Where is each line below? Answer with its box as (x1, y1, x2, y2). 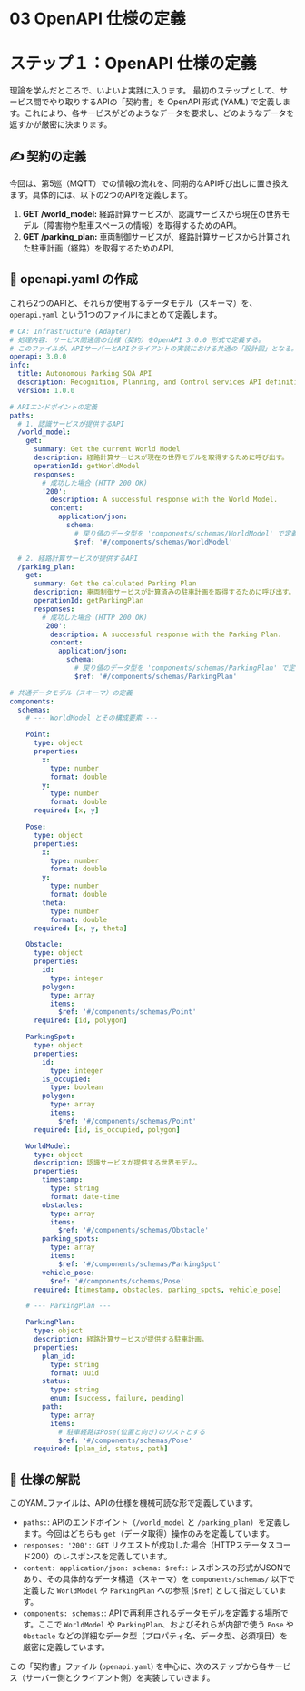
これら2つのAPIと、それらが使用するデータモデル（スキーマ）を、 (9, 297, 258, 309)
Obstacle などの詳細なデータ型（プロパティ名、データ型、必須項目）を (22, 1630, 289, 1641)
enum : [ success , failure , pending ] (49, 1394, 184, 1403)
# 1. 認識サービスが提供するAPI (17, 419, 125, 428)
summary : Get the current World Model (33, 445, 181, 454)
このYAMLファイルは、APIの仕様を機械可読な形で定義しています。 (9, 1498, 259, 1509)
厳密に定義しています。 (22, 1642, 110, 1653)
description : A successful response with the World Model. (49, 496, 279, 505)
